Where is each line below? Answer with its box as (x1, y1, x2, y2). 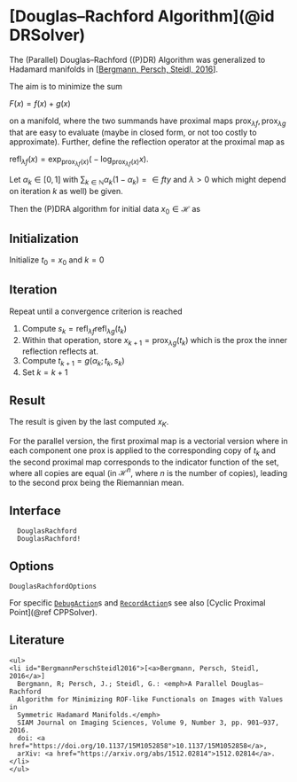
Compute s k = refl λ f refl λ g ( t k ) (21, 323, 127, 336)
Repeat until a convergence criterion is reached (9, 306, 183, 317)
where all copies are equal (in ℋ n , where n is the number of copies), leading (9, 465, 288, 478)
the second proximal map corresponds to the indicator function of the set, (9, 457, 279, 467)
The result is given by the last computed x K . (9, 417, 169, 429)
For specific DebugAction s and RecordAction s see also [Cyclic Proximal (9, 597, 266, 608)
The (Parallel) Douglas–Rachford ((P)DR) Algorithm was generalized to (9, 54, 266, 65)
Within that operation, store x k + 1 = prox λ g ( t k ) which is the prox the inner (21, 334, 288, 348)
